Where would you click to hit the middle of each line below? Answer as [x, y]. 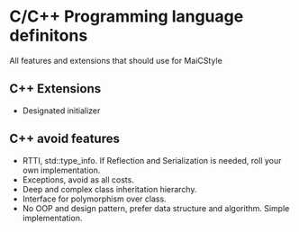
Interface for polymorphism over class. [94, 199]
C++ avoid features [64, 139]
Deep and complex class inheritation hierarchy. [109, 189]
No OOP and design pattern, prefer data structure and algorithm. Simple [156, 208]
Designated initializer [61, 111]
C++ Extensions [55, 89]
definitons [49, 36]
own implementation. [61, 170]
